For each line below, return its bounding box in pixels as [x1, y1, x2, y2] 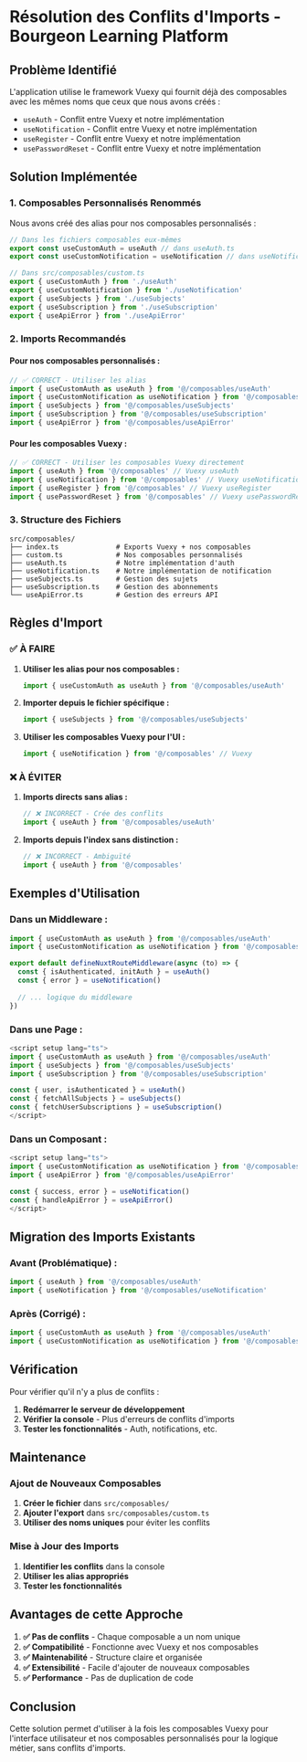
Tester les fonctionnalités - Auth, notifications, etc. [22, 1423, 217, 1434]
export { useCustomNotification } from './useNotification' [9, 286, 244, 295]
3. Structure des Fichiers [9, 513, 122, 526]
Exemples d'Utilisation [9, 886, 141, 902]
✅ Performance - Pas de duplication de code [22, 1672, 194, 1683]
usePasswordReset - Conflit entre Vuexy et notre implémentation [22, 143, 262, 153]
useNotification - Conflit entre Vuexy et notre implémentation [22, 123, 258, 134]
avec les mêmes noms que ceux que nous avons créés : [9, 96, 221, 107]
